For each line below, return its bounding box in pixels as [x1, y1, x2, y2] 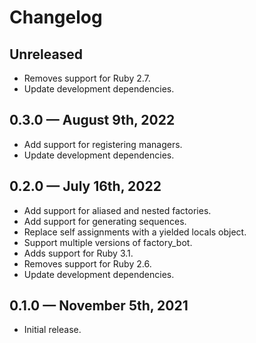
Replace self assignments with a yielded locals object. [23, 226, 247, 238]
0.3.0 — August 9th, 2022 [9, 112, 176, 129]
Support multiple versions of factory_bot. [23, 236, 193, 248]
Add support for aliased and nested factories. [23, 204, 212, 216]
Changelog [9, 6, 103, 29]
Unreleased [9, 46, 84, 63]
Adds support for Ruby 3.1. [23, 247, 134, 259]
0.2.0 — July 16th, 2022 [9, 178, 162, 195]
